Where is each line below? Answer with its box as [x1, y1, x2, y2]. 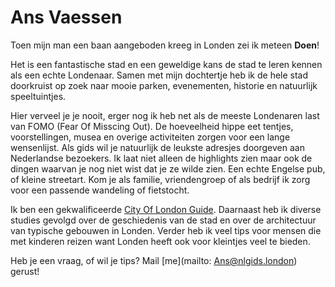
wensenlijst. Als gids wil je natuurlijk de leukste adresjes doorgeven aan [10, 141, 305, 153]
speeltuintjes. [10, 90, 67, 102]
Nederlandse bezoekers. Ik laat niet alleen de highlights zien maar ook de [10, 152, 313, 164]
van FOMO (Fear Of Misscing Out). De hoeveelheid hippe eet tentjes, [10, 120, 294, 132]
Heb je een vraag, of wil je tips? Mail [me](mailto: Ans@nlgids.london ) [10, 254, 298, 266]
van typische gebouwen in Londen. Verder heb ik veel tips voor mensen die [10, 224, 322, 236]
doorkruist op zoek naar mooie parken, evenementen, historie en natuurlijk [10, 79, 318, 91]
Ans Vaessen [10, 6, 123, 29]
